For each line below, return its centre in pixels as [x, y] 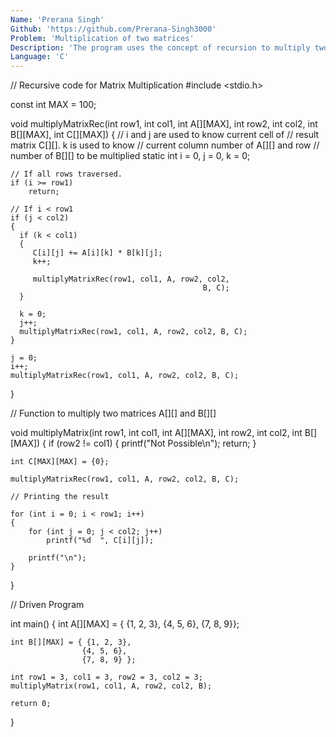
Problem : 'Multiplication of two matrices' [102, 38]
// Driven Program [47, 605]
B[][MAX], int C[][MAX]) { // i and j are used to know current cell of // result [165, 135]
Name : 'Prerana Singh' [57, 19]
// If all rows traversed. [66, 174]
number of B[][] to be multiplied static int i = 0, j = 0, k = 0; [130, 156]
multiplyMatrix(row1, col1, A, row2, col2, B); [111, 686]
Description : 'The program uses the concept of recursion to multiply [160, 47]
